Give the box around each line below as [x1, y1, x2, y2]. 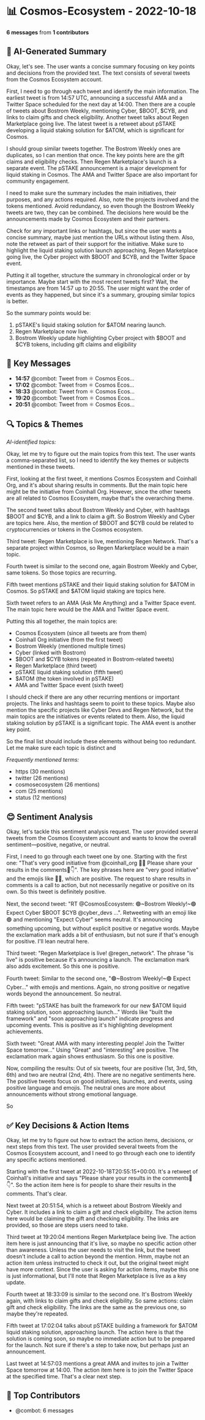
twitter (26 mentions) [15, 775, 69, 782]
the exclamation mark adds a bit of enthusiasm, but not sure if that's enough [6, 931, 199, 939]
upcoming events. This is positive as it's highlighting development [6, 1022, 173, 1029]
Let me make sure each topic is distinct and [6, 744, 116, 752]
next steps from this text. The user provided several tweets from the [6, 1143, 178, 1150]
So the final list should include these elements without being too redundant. [6, 738, 197, 745]
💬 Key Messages [6, 359, 72, 369]
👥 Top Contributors [6, 1391, 81, 1401]
